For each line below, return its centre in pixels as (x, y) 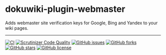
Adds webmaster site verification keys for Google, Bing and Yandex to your (82, 23)
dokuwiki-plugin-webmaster (65, 9)
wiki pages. (17, 28)
